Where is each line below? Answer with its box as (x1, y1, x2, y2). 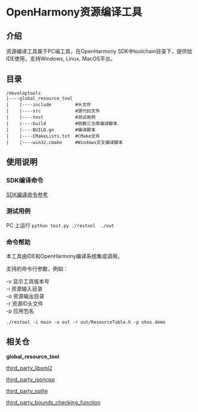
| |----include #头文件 (6, 101, 91, 107)
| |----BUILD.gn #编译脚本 (6, 127, 96, 133)
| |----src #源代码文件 (6, 108, 100, 114)
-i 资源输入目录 (6, 285, 43, 292)
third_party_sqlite (6, 387, 49, 394)
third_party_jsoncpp (6, 376, 55, 383)
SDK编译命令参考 (6, 191, 49, 198)
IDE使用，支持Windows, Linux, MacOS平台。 (6, 55, 116, 62)
